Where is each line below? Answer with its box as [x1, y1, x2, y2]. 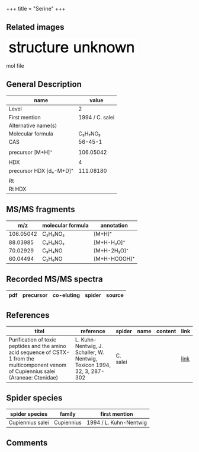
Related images [6, 22, 65, 32]
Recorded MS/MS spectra [6, 274, 104, 285]
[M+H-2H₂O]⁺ [94, 246, 129, 254]
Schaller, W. [75, 349, 105, 356]
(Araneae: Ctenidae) [8, 374, 58, 381]
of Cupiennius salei [8, 368, 56, 375]
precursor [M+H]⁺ [8, 148, 53, 156]
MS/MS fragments [6, 204, 75, 214]
